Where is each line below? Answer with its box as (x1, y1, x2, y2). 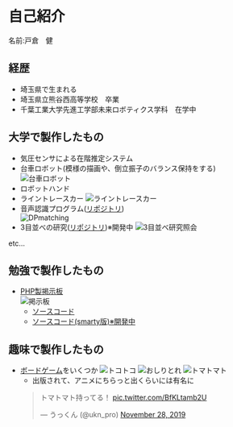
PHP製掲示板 (19, 287, 64, 296)
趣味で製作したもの (8, 342, 104, 356)
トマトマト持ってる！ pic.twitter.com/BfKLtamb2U (40, 392, 207, 403)
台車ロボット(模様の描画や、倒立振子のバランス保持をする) (19, 163, 216, 173)
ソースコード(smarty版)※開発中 (31, 317, 135, 326)
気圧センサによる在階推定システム (19, 153, 133, 163)
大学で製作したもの (8, 131, 104, 144)
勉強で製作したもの (8, 263, 104, 277)
